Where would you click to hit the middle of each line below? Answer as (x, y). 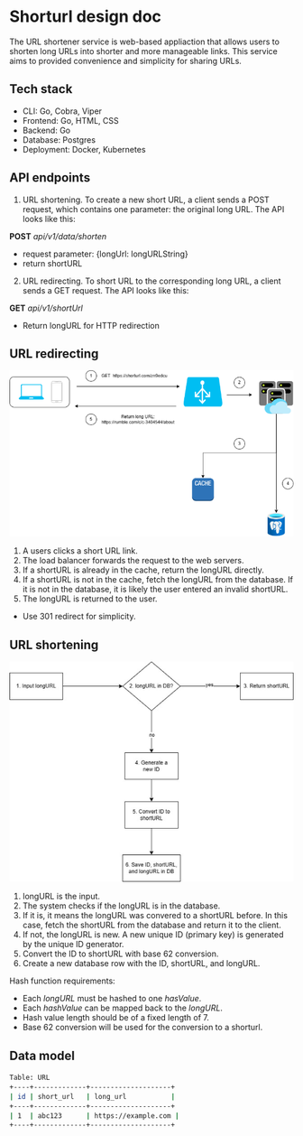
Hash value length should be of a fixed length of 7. (116, 1018)
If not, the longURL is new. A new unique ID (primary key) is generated (153, 935)
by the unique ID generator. (73, 945)
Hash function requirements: (62, 981)
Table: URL (30, 1078)
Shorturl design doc (86, 17)
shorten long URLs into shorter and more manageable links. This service (143, 51)
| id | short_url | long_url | (92, 1096)
